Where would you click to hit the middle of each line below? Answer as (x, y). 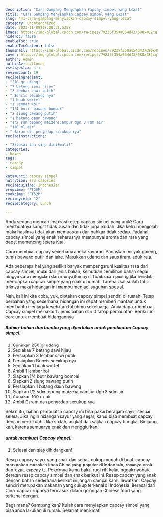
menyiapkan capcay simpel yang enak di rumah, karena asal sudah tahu (77, 281)
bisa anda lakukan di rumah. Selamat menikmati (53, 510)
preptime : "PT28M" (24, 190)
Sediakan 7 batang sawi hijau (42, 350)
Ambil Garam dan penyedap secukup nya (53, 402)
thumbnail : (16, 50)
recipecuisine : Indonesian (33, 185)
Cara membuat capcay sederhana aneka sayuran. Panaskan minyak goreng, (81, 251)
